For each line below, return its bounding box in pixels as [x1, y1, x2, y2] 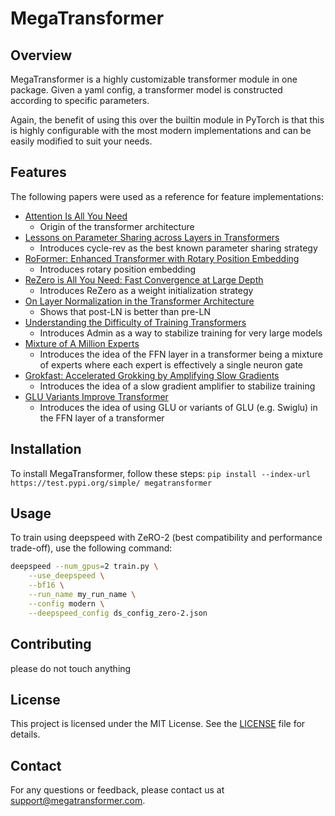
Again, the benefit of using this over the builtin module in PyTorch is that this [10, 114, 325, 126]
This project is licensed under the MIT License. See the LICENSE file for [10, 718, 306, 730]
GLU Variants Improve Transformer [24, 390, 169, 402]
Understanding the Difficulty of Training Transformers [24, 316, 247, 328]
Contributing [10, 636, 92, 653]
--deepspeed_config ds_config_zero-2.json [28, 608, 208, 618]
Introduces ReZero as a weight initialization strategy [39, 284, 254, 296]
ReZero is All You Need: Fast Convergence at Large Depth [24, 273, 264, 286]
